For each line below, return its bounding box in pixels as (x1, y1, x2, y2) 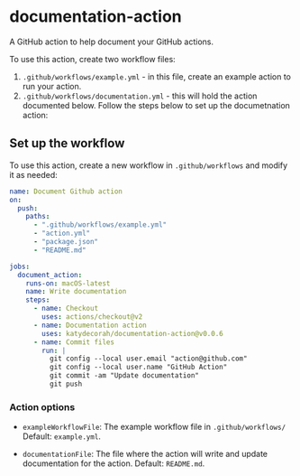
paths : (25, 212, 50, 221)
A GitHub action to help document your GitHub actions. (9, 36, 214, 47)
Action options (9, 400, 76, 413)
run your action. (22, 80, 82, 91)
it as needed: (9, 169, 59, 180)
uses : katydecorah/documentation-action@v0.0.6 (41, 329, 223, 338)
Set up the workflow (9, 135, 125, 151)
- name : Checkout (32, 304, 99, 313)
